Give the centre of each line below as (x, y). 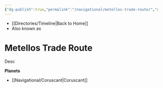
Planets (12, 71)
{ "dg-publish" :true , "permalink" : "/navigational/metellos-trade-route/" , (80, 9)
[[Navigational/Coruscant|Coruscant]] (50, 80)
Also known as (26, 28)
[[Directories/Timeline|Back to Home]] (50, 23)
